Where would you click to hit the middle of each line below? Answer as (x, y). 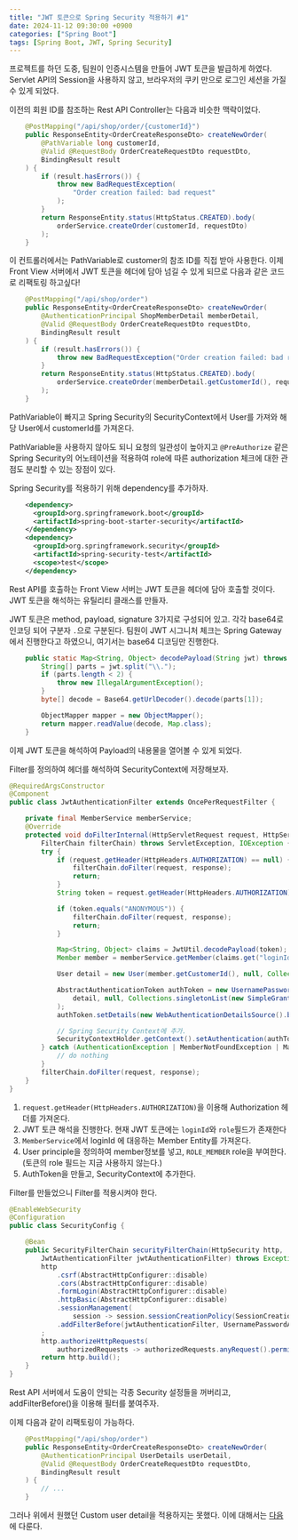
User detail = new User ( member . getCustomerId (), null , (160, 975)
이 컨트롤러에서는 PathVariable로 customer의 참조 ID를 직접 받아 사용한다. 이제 (146, 261)
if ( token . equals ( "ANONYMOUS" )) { (120, 909)
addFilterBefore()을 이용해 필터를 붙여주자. (84, 1403)
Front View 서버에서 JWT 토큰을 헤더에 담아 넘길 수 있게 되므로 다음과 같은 (139, 271)
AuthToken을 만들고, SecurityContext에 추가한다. (109, 1174)
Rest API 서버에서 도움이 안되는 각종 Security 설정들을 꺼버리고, (120, 1392)
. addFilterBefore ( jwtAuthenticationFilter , (138, 1324)
